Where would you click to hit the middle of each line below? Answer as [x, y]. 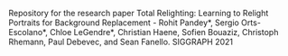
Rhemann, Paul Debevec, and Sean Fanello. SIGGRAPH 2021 [121, 42]
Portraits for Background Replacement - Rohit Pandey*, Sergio [124, 23]
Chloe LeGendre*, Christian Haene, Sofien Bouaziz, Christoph [164, 32]
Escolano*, [28, 32]
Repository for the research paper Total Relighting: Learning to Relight [139, 13]
